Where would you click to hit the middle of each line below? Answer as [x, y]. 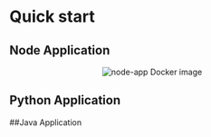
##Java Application [46, 122]
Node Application [60, 50]
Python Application [65, 100]
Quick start [52, 17]
